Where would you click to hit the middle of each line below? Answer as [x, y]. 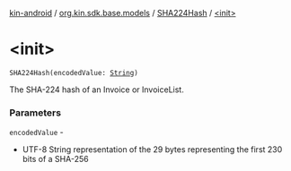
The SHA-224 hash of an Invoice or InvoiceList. [97, 90]
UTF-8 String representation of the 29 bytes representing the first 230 [152, 150]
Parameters [35, 113]
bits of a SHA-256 [55, 159]
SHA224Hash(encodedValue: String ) [74, 73]
